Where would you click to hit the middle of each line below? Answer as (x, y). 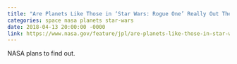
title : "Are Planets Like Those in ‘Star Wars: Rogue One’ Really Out (113, 14)
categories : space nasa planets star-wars (71, 20)
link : (15, 33)
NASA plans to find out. (41, 53)
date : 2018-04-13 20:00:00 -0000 (56, 27)
